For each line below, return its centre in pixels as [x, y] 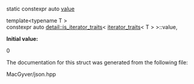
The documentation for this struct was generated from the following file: [97, 62]
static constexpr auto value [40, 9]
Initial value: [22, 39]
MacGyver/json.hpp [31, 74]
